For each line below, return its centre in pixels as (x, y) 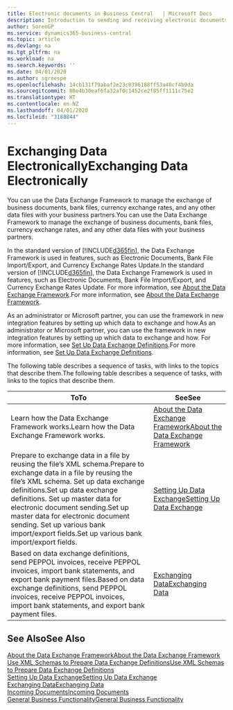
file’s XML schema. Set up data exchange (78, 481)
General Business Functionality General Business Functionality (95, 700)
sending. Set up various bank (58, 525)
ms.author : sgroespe (37, 78)
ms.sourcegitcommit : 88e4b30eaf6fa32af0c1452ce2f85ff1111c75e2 (101, 91)
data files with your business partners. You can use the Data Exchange (107, 214)
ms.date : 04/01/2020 (37, 71)
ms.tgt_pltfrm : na (34, 53)
